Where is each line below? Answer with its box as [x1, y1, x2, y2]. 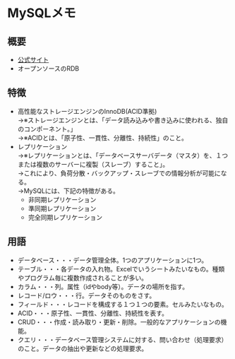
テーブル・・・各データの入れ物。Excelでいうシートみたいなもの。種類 [17, 264, 225, 273]
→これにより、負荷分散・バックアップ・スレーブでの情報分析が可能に [17, 169, 221, 177]
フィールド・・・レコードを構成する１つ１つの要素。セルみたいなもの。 [17, 300, 228, 308]
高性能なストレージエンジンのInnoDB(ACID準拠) [17, 107, 157, 115]
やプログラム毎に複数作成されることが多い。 [17, 273, 148, 282]
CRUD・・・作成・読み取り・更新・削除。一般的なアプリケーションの [17, 317, 221, 326]
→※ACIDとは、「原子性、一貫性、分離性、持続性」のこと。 [17, 134, 188, 142]
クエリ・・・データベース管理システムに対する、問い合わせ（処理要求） [17, 335, 228, 343]
